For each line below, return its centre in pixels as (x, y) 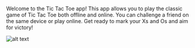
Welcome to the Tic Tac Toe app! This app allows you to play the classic (95, 9)
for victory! (20, 27)
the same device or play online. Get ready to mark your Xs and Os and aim (97, 21)
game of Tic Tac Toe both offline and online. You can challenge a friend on (97, 15)
